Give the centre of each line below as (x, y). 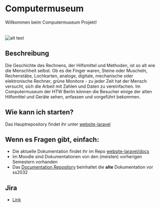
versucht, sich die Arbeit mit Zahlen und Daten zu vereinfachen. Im (73, 86)
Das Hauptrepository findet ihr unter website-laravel (58, 124)
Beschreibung (27, 53)
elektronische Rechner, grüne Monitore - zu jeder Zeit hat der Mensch (76, 81)
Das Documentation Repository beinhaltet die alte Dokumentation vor (83, 167)
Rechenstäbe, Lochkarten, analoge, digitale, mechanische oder (69, 76)
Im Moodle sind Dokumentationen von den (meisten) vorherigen (77, 157)
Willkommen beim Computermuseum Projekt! (51, 22)
